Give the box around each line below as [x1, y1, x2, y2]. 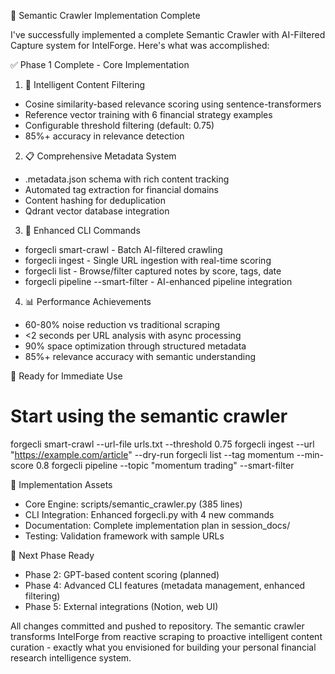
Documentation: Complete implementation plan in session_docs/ [24, 519, 291, 531]
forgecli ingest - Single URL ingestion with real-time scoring [24, 255, 272, 266]
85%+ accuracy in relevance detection [24, 130, 185, 142]
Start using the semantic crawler [10, 405, 288, 428]
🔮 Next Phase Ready [10, 549, 95, 561]
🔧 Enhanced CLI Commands [24, 225, 141, 236]
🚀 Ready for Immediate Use [10, 370, 123, 382]
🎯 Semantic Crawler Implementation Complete [10, 10, 201, 21]
